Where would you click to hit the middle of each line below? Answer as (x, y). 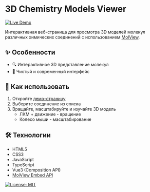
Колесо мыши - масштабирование (55, 119)
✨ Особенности (30, 52)
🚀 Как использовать (37, 87)
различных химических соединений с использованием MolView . (73, 37)
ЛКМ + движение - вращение (50, 114)
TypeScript (23, 165)
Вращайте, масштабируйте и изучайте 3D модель (64, 109)
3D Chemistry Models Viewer (66, 9)
